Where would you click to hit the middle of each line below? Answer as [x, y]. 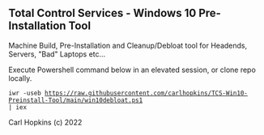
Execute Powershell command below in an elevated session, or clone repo [132, 70]
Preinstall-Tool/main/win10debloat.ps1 [76, 100]
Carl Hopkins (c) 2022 [45, 122]
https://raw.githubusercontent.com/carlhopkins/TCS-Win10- [146, 93]
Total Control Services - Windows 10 [102, 13]
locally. [20, 78]
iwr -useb [25, 93]
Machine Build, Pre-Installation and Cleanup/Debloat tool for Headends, [128, 45]
